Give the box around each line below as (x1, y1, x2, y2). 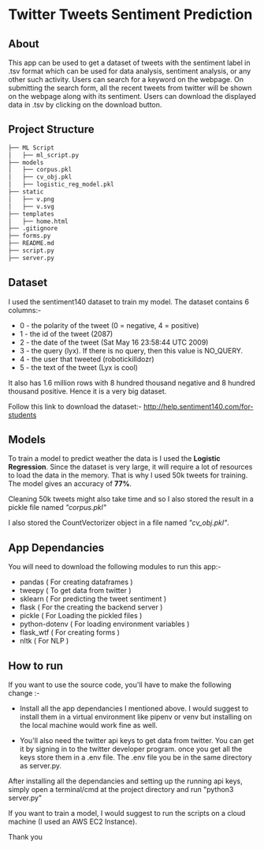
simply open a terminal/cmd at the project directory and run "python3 (8, 785, 234, 794)
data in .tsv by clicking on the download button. (8, 100, 162, 109)
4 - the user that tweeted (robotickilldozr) (19, 354, 155, 364)
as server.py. (19, 761, 61, 771)
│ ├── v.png (8, 195, 55, 203)
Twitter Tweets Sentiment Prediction (8, 6, 253, 24)
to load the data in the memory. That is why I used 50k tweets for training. (8, 470, 248, 480)
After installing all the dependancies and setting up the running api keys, (8, 776, 243, 786)
